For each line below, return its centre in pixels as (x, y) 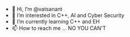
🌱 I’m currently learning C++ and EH (56, 21)
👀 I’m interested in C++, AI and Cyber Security (68, 15)
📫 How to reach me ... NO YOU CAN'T (59, 28)
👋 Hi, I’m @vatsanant (37, 9)
